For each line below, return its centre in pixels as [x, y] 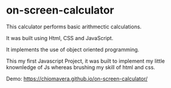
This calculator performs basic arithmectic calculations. [74, 27]
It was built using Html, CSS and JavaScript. [60, 38]
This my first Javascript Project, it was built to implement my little [85, 61]
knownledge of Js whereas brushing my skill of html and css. [81, 67]
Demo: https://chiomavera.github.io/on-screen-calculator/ [77, 79]
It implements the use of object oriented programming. [73, 49]
